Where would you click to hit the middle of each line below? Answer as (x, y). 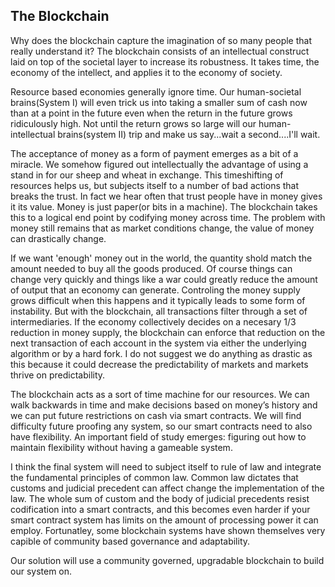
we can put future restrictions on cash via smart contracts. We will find (156, 415)
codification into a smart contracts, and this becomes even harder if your (160, 509)
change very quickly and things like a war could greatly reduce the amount (164, 279)
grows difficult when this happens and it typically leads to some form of (158, 300)
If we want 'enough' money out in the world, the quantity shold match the (161, 258)
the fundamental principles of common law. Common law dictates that (154, 477)
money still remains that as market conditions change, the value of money (162, 228)
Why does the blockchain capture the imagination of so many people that (161, 40)
